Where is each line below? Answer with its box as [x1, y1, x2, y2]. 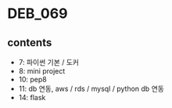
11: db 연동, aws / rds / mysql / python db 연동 [18, 84, 165, 93]
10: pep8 [18, 75, 48, 84]
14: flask [18, 93, 46, 102]
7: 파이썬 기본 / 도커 [18, 58, 80, 67]
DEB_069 [7, 5, 68, 23]
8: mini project [18, 67, 66, 75]
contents [7, 36, 52, 49]
